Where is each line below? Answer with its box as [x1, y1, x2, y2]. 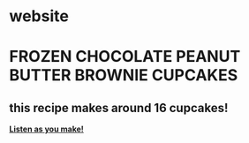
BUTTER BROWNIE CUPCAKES [9, 65, 238, 86]
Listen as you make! [9, 124, 84, 134]
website [9, 6, 69, 26]
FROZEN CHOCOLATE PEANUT [9, 47, 241, 67]
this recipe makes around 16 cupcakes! [9, 100, 229, 116]
